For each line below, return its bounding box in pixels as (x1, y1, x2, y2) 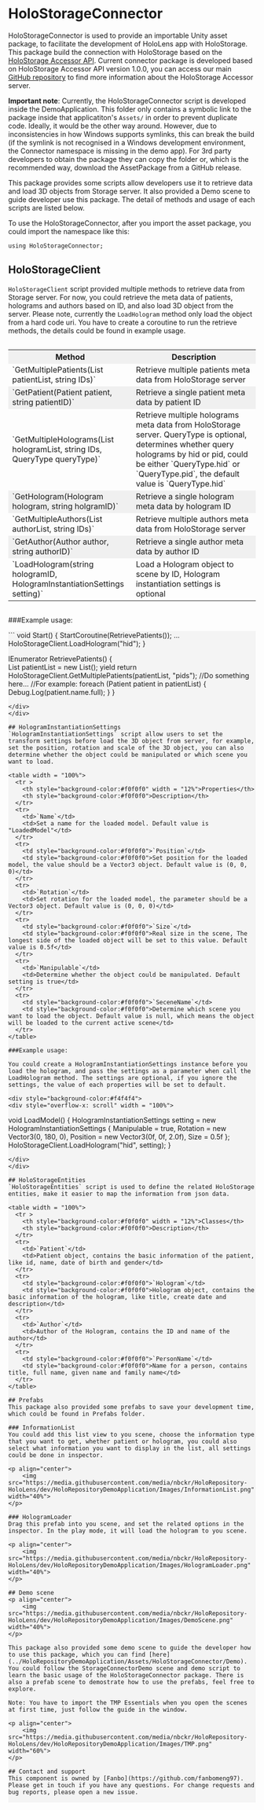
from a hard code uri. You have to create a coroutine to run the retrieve (8, 318, 237, 327)
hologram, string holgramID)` (12, 501, 119, 512)
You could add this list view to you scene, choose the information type (8, 1430, 255, 1438)
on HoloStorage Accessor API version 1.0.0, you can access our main (8, 64, 232, 73)
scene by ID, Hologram (136, 568, 220, 579)
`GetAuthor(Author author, (12, 536, 109, 547)
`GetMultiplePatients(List (12, 364, 104, 375)
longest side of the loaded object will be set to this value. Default (8, 936, 247, 944)
